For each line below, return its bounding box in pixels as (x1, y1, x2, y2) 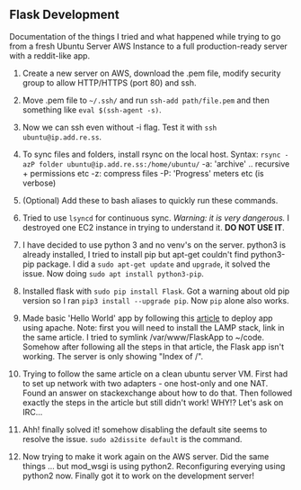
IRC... (22, 406, 43, 417)
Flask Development (9, 7, 120, 23)
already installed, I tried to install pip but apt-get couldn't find (22, 249, 249, 259)
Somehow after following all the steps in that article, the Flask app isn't (22, 341, 285, 352)
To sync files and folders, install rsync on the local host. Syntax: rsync (22, 149, 281, 159)
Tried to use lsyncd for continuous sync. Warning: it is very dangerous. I (22, 212, 290, 223)
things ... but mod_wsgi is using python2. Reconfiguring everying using (22, 460, 286, 471)
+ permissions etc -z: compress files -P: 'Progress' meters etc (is (22, 168, 264, 178)
